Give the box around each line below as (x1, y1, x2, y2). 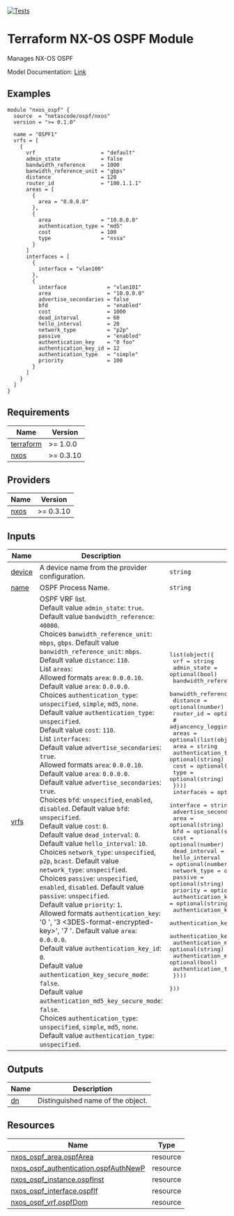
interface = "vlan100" (38, 265, 104, 272)
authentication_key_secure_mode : (39, 969, 148, 979)
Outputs (7, 1063, 44, 1075)
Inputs (7, 530, 36, 542)
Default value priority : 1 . (39, 900, 123, 909)
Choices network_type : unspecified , (39, 847, 157, 857)
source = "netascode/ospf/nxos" (13, 112, 111, 119)
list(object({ (169, 651, 214, 659)
